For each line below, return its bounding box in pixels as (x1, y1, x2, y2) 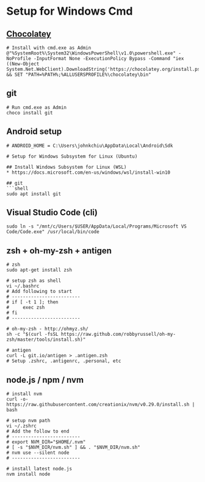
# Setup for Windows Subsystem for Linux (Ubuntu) (6, 153, 138, 160)
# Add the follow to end (6, 428, 70, 435)
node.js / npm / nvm (6, 374, 84, 385)
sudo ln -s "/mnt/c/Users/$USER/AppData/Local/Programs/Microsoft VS (6, 223, 187, 230)
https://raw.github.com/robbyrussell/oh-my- (60, 332, 176, 338)
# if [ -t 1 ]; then (6, 299, 59, 305)
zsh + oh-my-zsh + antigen (6, 245, 112, 256)
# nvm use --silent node (6, 450, 70, 456)
